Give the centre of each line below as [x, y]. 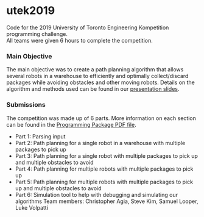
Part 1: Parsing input [40, 136]
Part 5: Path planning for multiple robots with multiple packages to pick [104, 182]
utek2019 [31, 11]
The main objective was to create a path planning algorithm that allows [95, 69]
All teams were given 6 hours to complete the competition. [80, 40]
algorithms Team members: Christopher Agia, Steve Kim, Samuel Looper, [107, 201]
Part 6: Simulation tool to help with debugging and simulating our [97, 194]
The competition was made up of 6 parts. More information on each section [101, 118]
